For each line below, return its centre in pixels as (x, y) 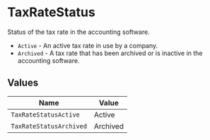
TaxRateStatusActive (45, 115)
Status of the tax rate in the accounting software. (78, 32)
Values (23, 83)
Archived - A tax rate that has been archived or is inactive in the (110, 53)
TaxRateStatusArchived (49, 126)
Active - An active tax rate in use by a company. (88, 45)
